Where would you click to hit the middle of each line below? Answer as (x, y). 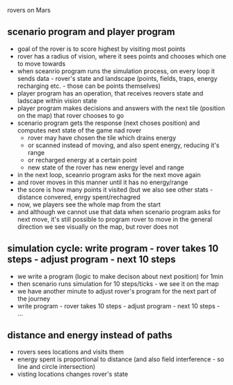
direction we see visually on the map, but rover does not (98, 227)
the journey (34, 299)
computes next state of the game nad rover (79, 130)
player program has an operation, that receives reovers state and (110, 93)
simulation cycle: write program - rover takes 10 (113, 249)
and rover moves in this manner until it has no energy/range (103, 182)
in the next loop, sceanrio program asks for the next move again (109, 174)
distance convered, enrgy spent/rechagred (79, 197)
